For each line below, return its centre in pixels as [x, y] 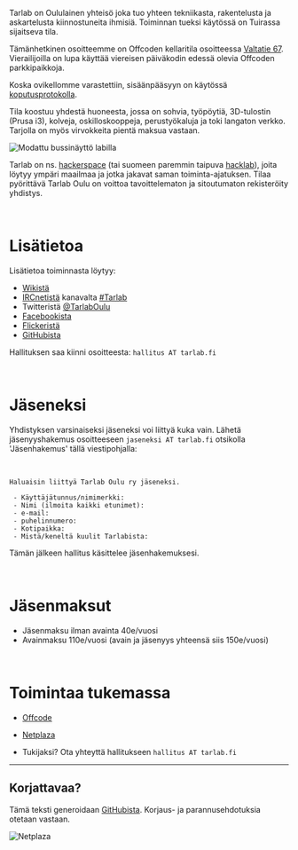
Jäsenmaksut [60, 606]
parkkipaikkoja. [37, 67]
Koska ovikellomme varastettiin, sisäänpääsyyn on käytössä [118, 85]
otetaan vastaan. [40, 819]
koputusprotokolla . [43, 94]
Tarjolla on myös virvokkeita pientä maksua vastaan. [105, 130]
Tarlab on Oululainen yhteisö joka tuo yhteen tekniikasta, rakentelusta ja [141, 13]
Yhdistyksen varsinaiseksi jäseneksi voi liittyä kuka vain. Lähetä [125, 429]
